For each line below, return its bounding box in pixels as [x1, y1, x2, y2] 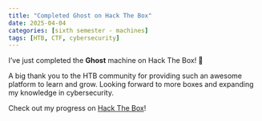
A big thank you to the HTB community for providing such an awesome [8, 71, 243, 80]
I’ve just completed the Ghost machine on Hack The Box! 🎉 [8, 56, 204, 65]
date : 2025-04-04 [8, 19, 67, 27]
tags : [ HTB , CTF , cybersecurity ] [8, 33, 120, 42]
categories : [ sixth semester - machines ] [8, 26, 149, 34]
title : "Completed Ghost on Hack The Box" [8, 11, 152, 20]
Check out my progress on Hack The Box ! [8, 103, 147, 113]
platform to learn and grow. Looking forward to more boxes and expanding [8, 80, 254, 89]
